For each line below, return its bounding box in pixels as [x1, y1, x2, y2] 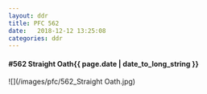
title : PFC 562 [8, 19, 60, 27]
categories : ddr [8, 34, 63, 43]
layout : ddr [8, 11, 48, 20]
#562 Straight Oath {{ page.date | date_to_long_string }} [8, 59, 199, 68]
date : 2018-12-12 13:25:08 [8, 27, 106, 35]
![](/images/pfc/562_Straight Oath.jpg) [8, 77, 135, 87]
